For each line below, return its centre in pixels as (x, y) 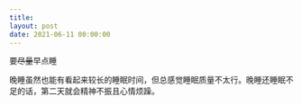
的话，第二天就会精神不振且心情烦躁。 (88, 92)
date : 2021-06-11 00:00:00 (60, 34)
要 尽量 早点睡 (33, 61)
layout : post (34, 26)
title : (22, 17)
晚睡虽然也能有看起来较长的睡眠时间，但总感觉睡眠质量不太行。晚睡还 (140, 80)
